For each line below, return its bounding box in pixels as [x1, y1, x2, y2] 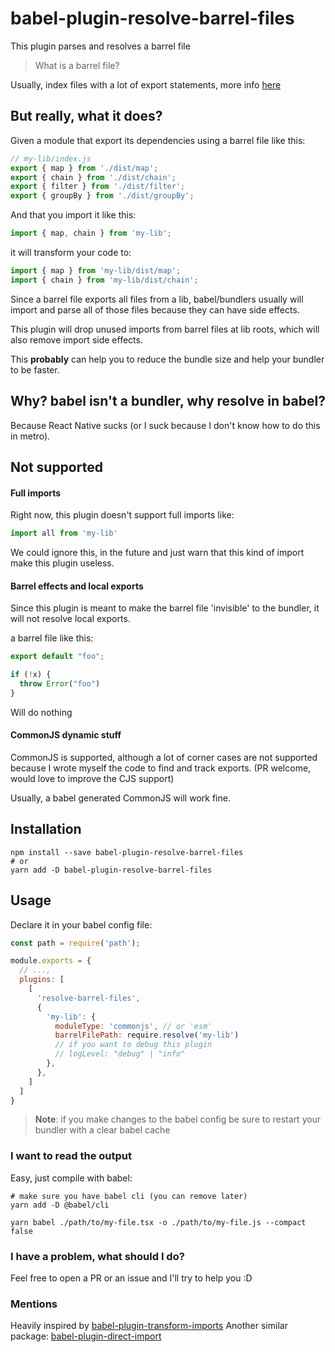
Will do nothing [10, 706, 73, 718]
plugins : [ [19, 975, 65, 985]
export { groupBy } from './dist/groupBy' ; [10, 191, 195, 201]
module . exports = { [10, 956, 92, 966]
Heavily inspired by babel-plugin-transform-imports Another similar [10, 1320, 288, 1332]
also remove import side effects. [10, 333, 143, 346]
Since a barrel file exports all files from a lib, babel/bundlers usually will [10, 293, 304, 305]
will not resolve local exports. [10, 613, 131, 625]
